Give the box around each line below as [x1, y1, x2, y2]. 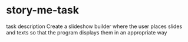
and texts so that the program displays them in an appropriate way [6, 29, 167, 36]
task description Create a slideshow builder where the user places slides [6, 23, 183, 30]
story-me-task [6, 3, 80, 17]
